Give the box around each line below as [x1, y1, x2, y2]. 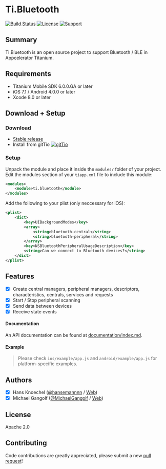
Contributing [5, 439, 47, 447]
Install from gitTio [12, 141, 50, 147]
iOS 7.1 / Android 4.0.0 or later [12, 88, 76, 95]
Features [5, 272, 34, 281]
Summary [5, 35, 37, 44]
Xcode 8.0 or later [12, 94, 51, 100]
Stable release [12, 136, 44, 142]
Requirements [5, 69, 51, 78]
